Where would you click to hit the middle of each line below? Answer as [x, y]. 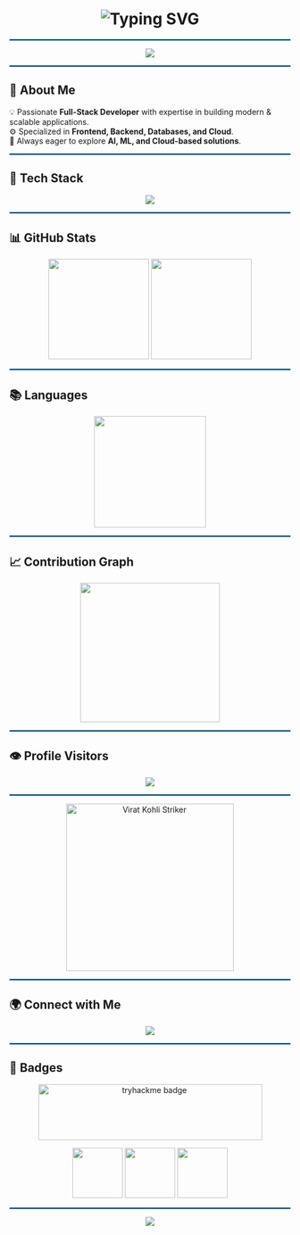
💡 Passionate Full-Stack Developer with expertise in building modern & [141, 112]
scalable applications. [49, 121]
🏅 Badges [36, 1068]
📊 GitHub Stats [53, 238]
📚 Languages [49, 395]
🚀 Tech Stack [46, 178]
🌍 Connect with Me [65, 1005]
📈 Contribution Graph [71, 562]
